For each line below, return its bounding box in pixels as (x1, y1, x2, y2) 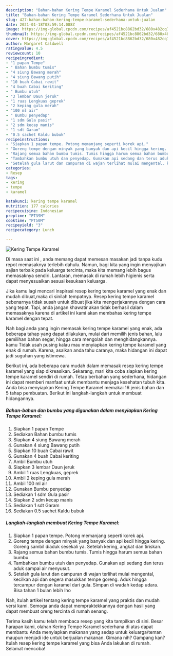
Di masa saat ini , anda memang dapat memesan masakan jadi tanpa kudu (6, 256, 163, 262)
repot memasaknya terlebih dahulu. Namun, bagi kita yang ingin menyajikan (6, 262, 166, 268)
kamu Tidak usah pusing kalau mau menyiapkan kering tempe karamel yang (6, 342, 166, 348)
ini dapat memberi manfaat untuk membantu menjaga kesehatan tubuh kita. (6, 379, 166, 385)
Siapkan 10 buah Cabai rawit (13, 447, 74, 454)
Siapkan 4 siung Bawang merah (13, 436, 81, 443)
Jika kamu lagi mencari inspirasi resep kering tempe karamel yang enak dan (6, 288, 166, 294)
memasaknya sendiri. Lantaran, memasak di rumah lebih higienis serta (6, 272, 155, 279)
